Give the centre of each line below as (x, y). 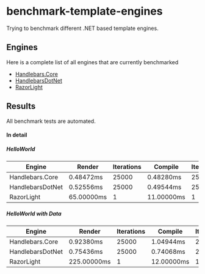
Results (21, 106)
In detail (17, 135)
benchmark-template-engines (85, 11)
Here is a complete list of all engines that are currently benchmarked (92, 62)
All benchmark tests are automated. (51, 121)
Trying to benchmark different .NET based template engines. (82, 28)
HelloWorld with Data (34, 213)
